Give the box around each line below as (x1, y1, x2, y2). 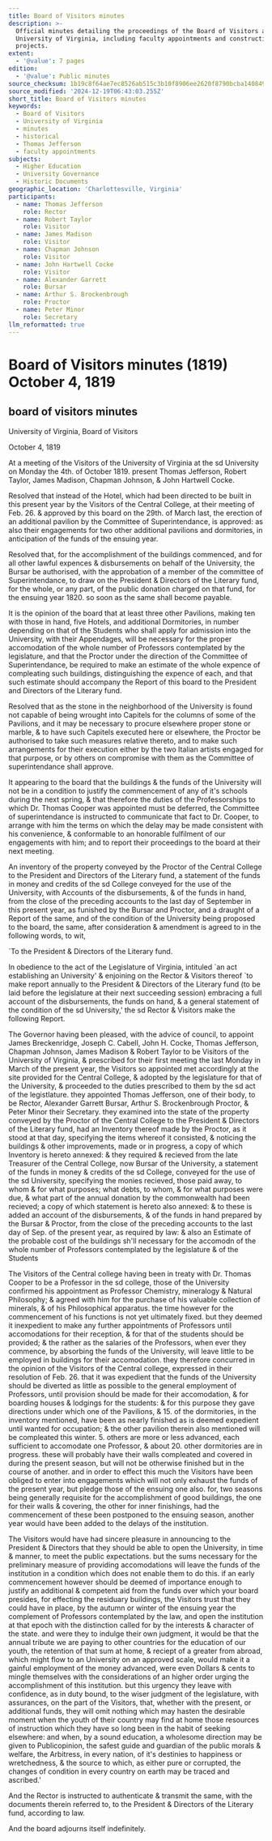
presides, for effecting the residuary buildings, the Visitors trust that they (8, 1594, 251, 1604)
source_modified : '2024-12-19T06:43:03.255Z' (8, 87, 164, 96)
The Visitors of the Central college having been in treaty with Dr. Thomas (8, 1268, 252, 1278)
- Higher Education (15, 163, 82, 171)
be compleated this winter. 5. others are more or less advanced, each (8, 1432, 240, 1442)
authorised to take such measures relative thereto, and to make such (8, 735, 237, 745)
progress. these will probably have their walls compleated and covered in (8, 1449, 253, 1459)
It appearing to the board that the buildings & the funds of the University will (8, 777, 261, 786)
